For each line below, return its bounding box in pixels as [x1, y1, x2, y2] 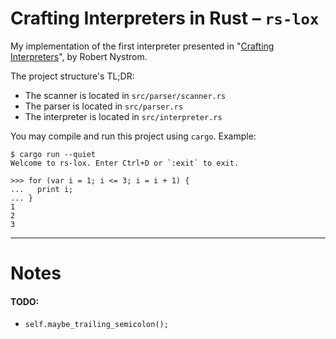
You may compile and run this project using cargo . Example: [10, 130, 257, 142]
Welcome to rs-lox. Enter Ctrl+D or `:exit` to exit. [10, 158, 240, 168]
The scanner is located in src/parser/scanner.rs [24, 89, 227, 101]
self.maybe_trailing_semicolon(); [24, 320, 169, 330]
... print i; [10, 184, 74, 194]
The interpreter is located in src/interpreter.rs [24, 110, 223, 122]
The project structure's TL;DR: [10, 70, 135, 82]
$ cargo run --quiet [10, 149, 97, 159]
